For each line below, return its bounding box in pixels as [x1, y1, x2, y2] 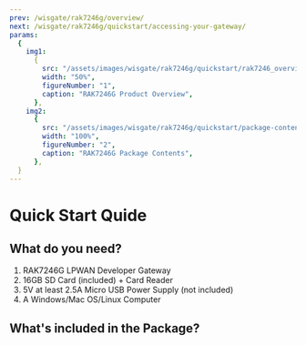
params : [9, 30, 39, 39]
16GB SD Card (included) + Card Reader [22, 275, 173, 286]
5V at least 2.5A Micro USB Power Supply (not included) [22, 284, 234, 296]
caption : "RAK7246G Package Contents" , [42, 148, 194, 157]
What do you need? [9, 240, 123, 256]
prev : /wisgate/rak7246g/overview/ [9, 13, 145, 23]
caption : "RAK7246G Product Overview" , [42, 89, 194, 98]
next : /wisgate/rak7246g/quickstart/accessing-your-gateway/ [9, 22, 247, 31]
